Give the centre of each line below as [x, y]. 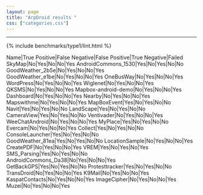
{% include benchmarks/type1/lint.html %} [59, 46]
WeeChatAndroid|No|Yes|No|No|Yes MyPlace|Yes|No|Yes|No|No [88, 122]
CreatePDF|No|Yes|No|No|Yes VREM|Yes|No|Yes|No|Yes [78, 147]
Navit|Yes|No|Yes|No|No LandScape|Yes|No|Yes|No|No [76, 109]
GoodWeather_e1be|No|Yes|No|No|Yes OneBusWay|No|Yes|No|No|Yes [95, 77]
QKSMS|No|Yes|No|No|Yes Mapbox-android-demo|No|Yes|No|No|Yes [94, 90]
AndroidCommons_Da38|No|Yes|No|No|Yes [61, 160]
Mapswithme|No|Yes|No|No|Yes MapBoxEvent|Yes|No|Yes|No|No [89, 103]
